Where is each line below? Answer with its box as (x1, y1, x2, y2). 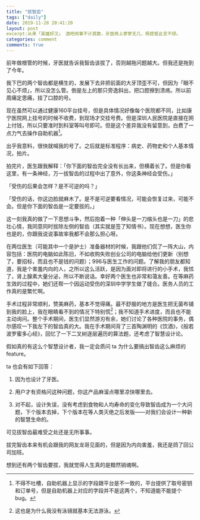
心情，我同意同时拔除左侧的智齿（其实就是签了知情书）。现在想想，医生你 (11, 222, 192, 230)
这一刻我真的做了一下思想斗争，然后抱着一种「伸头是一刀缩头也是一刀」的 (6, 215, 189, 222)
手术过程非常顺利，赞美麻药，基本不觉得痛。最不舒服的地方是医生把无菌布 (6, 300, 189, 307)
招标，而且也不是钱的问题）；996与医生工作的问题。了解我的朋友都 (21, 258, 186, 265)
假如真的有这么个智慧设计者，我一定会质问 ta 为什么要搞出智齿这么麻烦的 (6, 343, 186, 350)
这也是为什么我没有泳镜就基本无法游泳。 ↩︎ (14, 507, 120, 515)
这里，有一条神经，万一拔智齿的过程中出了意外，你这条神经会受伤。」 (6, 169, 176, 177)
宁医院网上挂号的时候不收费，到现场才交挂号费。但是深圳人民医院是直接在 (6, 114, 189, 121)
